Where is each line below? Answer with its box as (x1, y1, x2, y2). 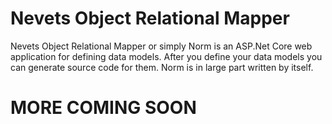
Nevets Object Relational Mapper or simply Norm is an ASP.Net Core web (10, 40, 313, 52)
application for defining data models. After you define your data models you (10, 50, 323, 62)
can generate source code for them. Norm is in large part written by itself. (10, 61, 314, 73)
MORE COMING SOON (10, 97, 197, 119)
